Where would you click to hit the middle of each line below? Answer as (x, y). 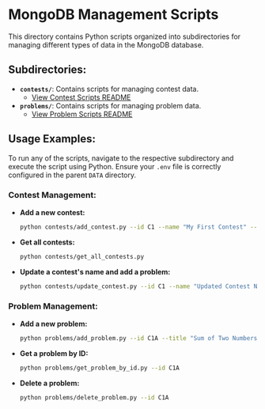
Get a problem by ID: (54, 353)
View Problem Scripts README (82, 114)
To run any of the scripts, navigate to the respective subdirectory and (121, 158)
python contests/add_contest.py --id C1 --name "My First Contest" (133, 227)
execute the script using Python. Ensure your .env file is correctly (115, 166)
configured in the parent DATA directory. (72, 175)
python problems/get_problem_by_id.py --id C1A (99, 368)
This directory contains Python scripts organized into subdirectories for (125, 36)
